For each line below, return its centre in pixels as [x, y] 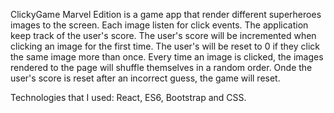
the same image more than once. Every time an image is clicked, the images [167, 57]
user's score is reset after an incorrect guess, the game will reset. [145, 78]
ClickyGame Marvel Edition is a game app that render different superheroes [166, 14]
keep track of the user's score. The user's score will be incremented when [163, 35]
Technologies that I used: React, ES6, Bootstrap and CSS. [128, 97]
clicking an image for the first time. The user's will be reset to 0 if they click [165, 46]
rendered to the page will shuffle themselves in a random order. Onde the [161, 67]
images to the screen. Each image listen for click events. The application [159, 25]
